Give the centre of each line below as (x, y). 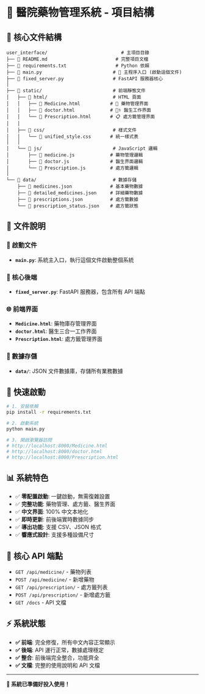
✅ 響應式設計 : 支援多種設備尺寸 (55, 535)
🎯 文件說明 (26, 227)
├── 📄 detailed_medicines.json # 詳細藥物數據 (80, 193)
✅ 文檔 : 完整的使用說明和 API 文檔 (58, 665)
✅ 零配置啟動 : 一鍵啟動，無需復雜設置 (63, 497)
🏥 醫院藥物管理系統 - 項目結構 (80, 13)
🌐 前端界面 (22, 309)
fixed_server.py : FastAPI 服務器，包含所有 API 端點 (80, 291)
